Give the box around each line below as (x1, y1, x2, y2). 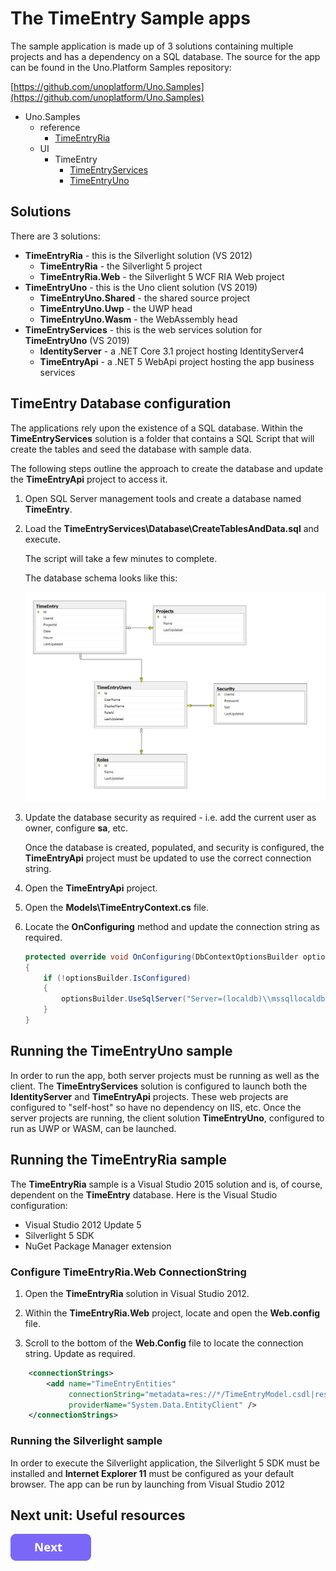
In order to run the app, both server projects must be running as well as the (10, 1069, 320, 1081)
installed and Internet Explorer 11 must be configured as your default (10, 1467, 295, 1479)
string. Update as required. (24, 1347, 136, 1359)
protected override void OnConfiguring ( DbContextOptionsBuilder (24, 952, 299, 962)
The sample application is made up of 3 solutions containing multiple (10, 40, 294, 52)
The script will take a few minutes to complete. (24, 552, 218, 564)
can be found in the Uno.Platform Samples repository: (10, 61, 232, 73)
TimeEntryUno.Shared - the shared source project (39, 292, 251, 304)
